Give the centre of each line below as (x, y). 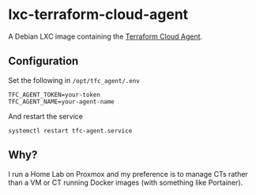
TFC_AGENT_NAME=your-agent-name (61, 101)
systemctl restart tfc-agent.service (70, 131)
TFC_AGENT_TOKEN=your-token (55, 95)
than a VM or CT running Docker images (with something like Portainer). (126, 182)
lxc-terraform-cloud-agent (98, 15)
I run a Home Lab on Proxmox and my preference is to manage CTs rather (128, 174)
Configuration (43, 61)
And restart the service (45, 116)
